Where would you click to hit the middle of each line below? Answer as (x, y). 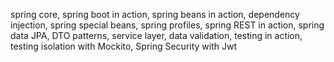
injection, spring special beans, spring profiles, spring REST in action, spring (167, 25)
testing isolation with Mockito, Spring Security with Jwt (124, 46)
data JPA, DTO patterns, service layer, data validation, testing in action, (156, 35)
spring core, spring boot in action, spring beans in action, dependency (155, 14)
